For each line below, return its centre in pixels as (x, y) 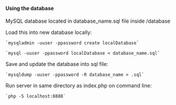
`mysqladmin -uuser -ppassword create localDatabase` (73, 43)
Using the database (30, 8)
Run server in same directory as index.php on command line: (79, 86)
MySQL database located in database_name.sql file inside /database (88, 21)
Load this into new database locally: (49, 33)
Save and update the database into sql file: (57, 64)
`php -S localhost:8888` (36, 96)
